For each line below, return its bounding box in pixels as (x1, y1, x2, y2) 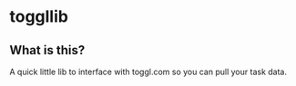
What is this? (9, 43, 86, 58)
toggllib (9, 6, 68, 27)
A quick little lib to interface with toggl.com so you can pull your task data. (9, 66, 287, 77)
